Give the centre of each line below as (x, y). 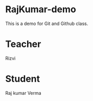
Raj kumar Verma (24, 93)
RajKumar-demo (41, 9)
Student (23, 79)
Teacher (23, 44)
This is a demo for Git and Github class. (47, 23)
